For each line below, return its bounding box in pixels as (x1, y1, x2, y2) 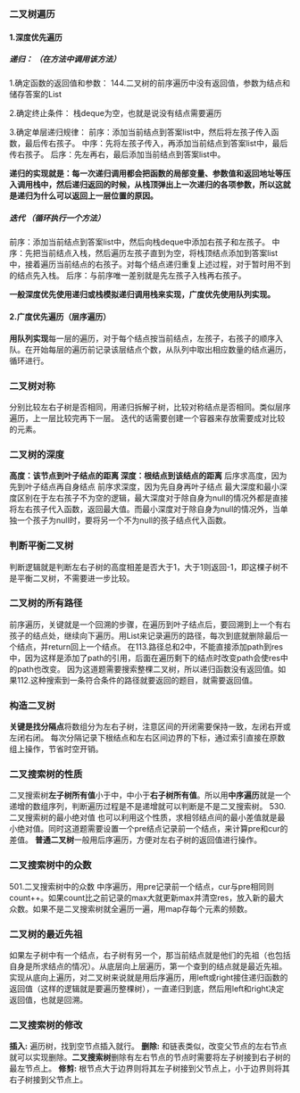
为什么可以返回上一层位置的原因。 (32, 190, 158, 202)
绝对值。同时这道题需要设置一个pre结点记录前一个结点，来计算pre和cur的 (16, 824, 288, 834)
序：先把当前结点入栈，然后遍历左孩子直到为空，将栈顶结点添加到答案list (9, 248, 279, 259)
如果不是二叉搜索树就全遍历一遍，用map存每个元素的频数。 (32, 903, 253, 914)
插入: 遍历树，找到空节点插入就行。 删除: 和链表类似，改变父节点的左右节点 (9, 1041, 287, 1052)
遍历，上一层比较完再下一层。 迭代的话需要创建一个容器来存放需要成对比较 (9, 412, 286, 423)
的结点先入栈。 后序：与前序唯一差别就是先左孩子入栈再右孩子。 (9, 270, 246, 281)
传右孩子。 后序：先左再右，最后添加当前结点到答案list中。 (9, 149, 226, 160)
